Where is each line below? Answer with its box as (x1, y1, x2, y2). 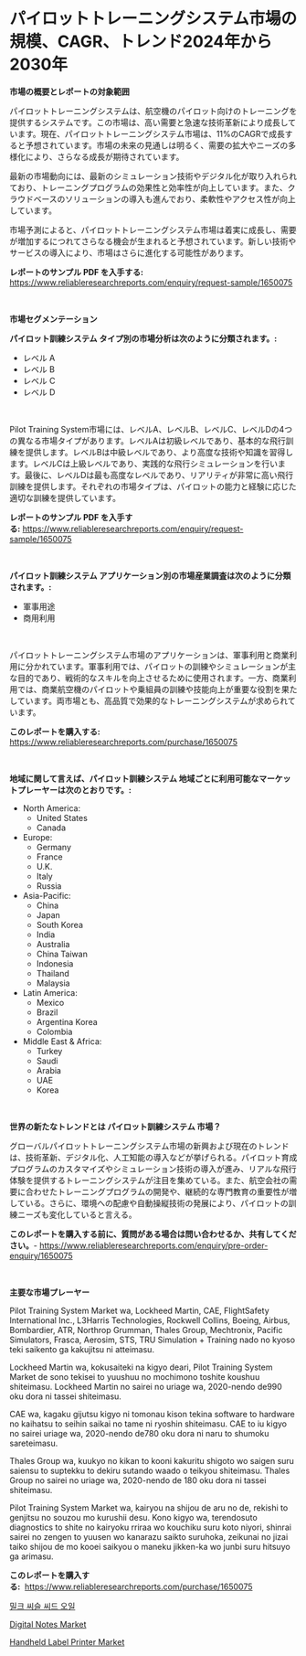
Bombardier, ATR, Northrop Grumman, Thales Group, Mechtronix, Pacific (9, 1324, 283, 1335)
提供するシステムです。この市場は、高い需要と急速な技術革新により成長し (9, 116, 289, 128)
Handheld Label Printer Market (9, 1636, 125, 1647)
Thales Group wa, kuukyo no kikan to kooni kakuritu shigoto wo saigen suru (9, 1455, 295, 1466)
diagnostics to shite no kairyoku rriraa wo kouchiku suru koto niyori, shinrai (9, 1522, 292, 1533)
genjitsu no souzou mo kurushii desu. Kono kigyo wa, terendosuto (9, 1512, 258, 1522)
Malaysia (36, 978, 70, 988)
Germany (36, 841, 71, 852)
